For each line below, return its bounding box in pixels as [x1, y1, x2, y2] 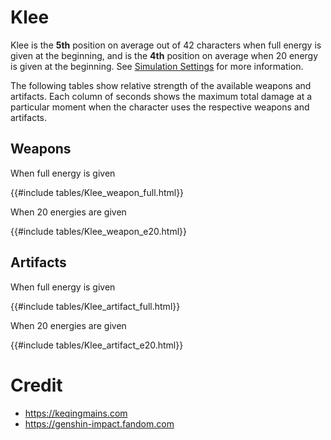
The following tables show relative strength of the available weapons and [10, 79, 312, 91]
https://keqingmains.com [24, 407, 128, 419]
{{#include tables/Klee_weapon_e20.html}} [10, 225, 188, 237]
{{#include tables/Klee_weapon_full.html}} [10, 186, 185, 198]
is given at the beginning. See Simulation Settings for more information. [10, 60, 304, 72]
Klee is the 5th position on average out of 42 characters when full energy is [10, 39, 322, 51]
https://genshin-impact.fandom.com [24, 417, 175, 430]
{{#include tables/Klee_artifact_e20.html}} [10, 339, 184, 351]
